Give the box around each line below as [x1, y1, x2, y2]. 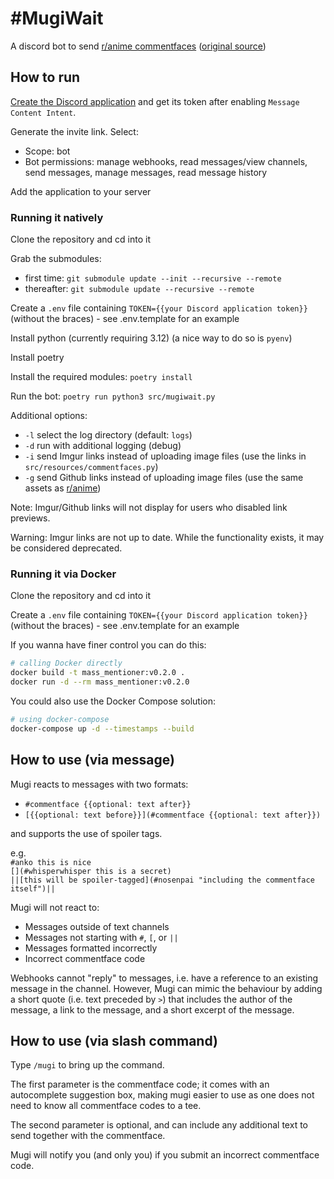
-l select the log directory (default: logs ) [24, 429, 193, 441]
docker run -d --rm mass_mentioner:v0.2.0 [10, 677, 190, 687]
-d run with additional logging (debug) [24, 440, 182, 452]
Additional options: [10, 410, 88, 422]
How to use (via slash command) [10, 1032, 218, 1049]
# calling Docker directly [10, 658, 123, 669]
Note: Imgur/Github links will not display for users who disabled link [10, 502, 288, 514]
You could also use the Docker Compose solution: [10, 695, 217, 707]
